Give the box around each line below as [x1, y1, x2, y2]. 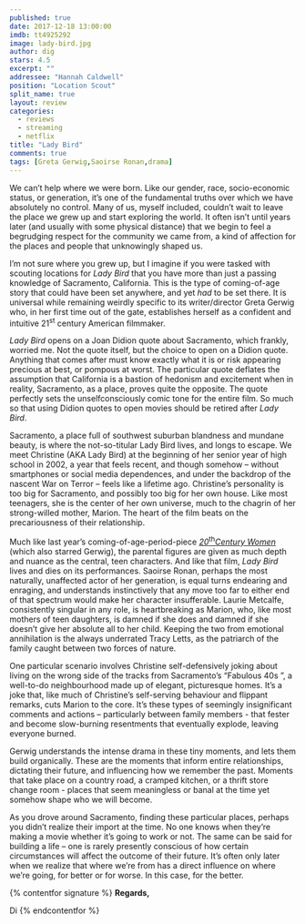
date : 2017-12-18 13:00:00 [9, 22, 112, 31]
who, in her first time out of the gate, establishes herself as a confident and [9, 306, 291, 317]
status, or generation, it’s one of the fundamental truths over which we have [9, 192, 294, 203]
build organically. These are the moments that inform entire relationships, [9, 755, 284, 766]
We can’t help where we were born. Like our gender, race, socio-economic [9, 182, 290, 193]
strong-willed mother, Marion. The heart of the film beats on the [9, 507, 249, 519]
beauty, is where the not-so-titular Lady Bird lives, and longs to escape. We [9, 440, 292, 451]
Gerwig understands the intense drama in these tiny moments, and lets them [9, 746, 297, 756]
